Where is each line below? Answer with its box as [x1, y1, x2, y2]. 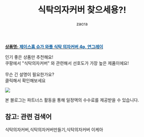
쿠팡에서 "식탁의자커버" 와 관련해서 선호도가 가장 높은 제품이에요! [5, 60, 129, 66]
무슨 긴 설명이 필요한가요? [5, 71, 55, 77]
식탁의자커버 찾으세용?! [38, 4, 126, 16]
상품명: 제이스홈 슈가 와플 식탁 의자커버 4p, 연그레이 [5, 43, 103, 49]
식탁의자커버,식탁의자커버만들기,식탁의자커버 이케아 [5, 126, 103, 132]
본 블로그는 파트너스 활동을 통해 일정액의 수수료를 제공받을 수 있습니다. [5, 97, 139, 103]
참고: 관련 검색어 [5, 113, 52, 121]
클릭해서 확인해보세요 [5, 78, 46, 83]
